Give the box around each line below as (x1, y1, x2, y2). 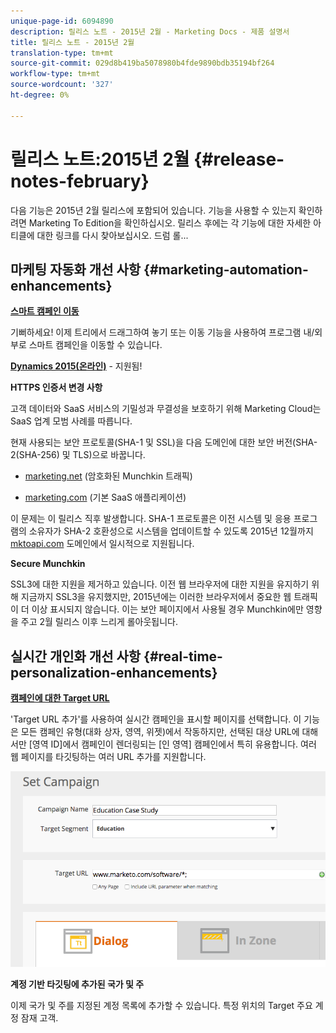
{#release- (193, 148, 285, 170)
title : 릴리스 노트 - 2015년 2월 (10, 37, 135, 47)
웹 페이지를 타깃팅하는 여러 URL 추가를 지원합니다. (10, 751, 207, 763)
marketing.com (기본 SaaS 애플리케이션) (24, 491, 187, 504)
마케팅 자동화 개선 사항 (10, 261, 142, 278)
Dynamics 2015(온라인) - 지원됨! (10, 360, 143, 372)
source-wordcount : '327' (10, 80, 114, 90)
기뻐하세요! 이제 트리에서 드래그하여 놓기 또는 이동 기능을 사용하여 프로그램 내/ (10, 326, 315, 339)
